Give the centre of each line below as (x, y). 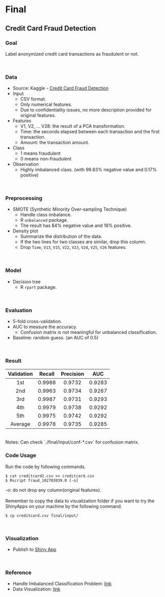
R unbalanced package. (44, 220)
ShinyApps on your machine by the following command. (64, 506)
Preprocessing (24, 198)
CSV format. (33, 99)
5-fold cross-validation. (37, 322)
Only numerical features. (46, 105)
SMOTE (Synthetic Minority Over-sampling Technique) (70, 209)
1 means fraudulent (40, 153)
